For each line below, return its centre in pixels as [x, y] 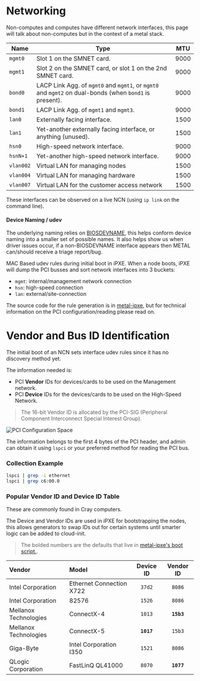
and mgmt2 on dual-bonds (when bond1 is [93, 92]
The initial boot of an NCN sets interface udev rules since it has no [87, 352]
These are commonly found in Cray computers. [64, 510]
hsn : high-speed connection [49, 288]
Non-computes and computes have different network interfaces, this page [97, 27]
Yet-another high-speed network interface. [98, 156]
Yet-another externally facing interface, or [96, 129]
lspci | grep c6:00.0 [33, 481]
